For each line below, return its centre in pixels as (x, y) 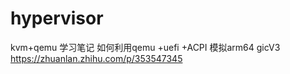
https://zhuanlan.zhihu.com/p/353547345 (96, 58)
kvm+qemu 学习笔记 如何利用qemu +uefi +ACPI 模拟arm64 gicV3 (145, 47)
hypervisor (57, 18)
